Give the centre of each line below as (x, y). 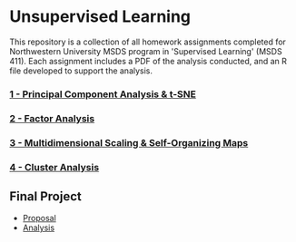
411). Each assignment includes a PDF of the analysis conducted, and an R (148, 61)
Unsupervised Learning (100, 17)
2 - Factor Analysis (52, 118)
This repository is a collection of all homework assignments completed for (148, 42)
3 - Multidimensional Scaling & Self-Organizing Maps (129, 142)
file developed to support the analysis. (81, 71)
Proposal (39, 218)
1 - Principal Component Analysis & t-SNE (103, 94)
